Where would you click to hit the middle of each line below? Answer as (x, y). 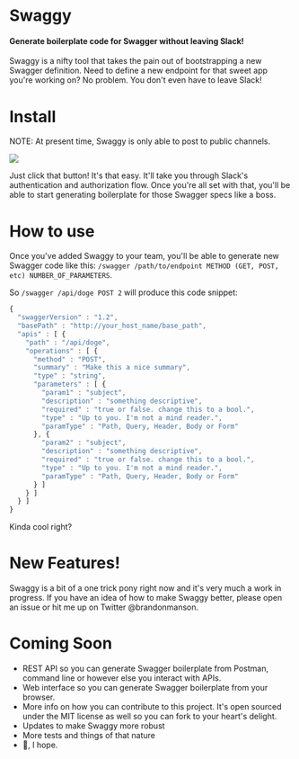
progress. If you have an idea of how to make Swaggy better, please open (146, 598)
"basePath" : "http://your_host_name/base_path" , (112, 326)
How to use (52, 231)
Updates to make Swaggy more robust (93, 726)
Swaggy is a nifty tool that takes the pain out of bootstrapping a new (136, 61)
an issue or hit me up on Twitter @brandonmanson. (104, 607)
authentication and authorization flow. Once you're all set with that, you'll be (150, 185)
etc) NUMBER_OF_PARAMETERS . (61, 275)
